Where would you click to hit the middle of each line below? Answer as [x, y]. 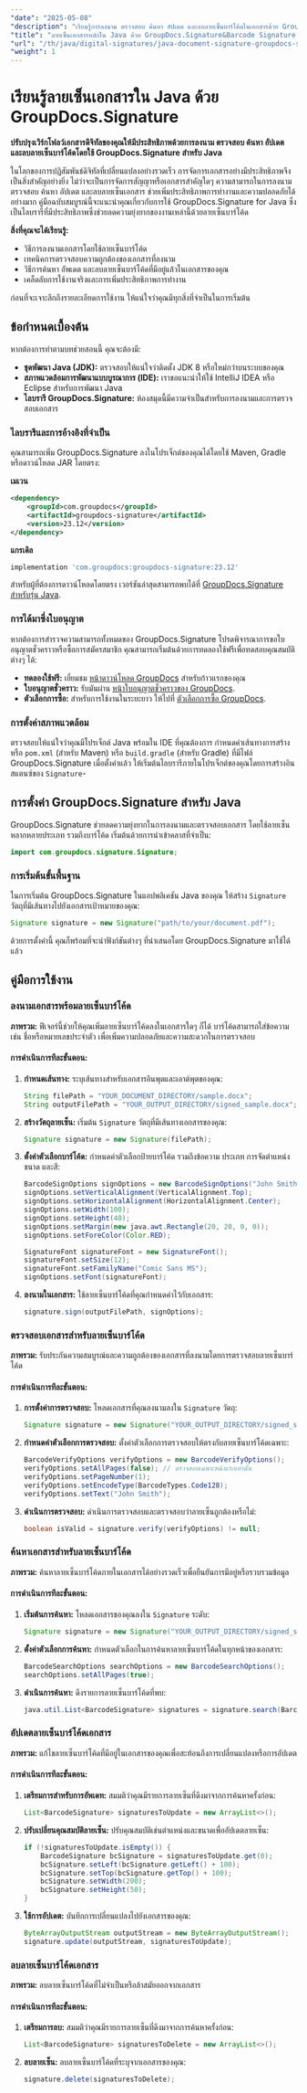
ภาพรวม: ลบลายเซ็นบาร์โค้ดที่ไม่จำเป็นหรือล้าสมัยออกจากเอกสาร [106, 1985]
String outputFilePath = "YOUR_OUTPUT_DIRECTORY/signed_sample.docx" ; [160, 1105]
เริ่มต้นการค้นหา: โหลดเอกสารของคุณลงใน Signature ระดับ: [117, 1614]
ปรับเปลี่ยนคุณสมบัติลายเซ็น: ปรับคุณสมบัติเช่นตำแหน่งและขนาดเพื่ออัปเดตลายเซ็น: [146, 1830]
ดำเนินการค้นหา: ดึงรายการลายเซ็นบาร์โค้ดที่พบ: [95, 1692]
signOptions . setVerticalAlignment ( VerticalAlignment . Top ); [138, 1193]
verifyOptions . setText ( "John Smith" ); [97, 1494]
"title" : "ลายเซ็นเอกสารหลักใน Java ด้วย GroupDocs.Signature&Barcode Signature [153, 35]
